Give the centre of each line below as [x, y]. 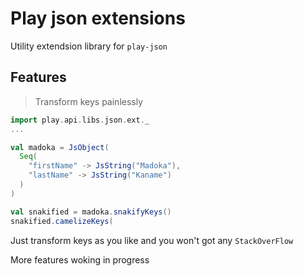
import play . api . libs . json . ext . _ [80, 120]
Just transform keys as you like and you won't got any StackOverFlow [152, 240]
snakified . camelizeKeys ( [62, 221]
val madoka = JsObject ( [60, 147]
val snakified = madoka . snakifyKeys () [91, 212]
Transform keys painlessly [89, 101]
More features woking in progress [80, 259]
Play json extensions [98, 18]
